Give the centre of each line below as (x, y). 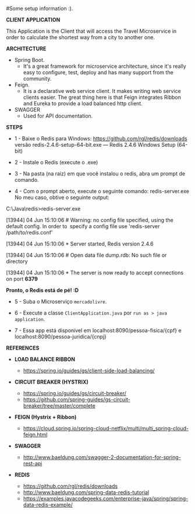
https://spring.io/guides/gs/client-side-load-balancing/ (89, 370)
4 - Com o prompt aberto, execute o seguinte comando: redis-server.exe (102, 191)
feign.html (35, 434)
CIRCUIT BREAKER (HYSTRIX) (52, 382)
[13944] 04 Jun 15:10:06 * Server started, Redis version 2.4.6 (80, 244)
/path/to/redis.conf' (30, 232)
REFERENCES (23, 348)
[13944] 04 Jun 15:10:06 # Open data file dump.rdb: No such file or (86, 255)
